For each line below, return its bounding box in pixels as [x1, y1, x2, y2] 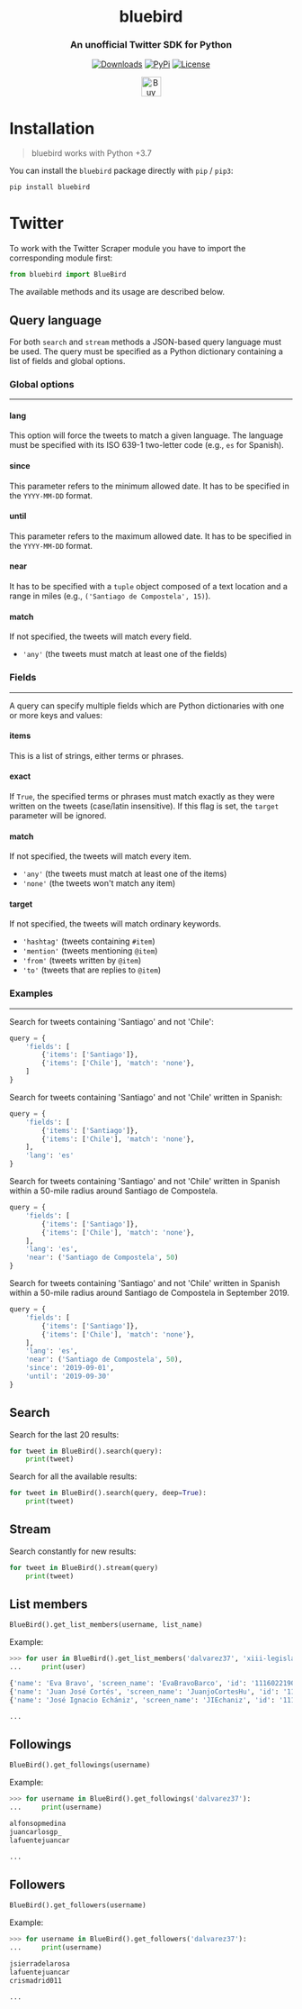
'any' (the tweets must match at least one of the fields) [22, 649, 227, 660]
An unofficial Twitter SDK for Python [70, 39, 232, 51]
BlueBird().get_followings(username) [9, 1760, 151, 1770]
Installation [9, 118, 95, 139]
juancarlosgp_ [9, 1827, 63, 1836]
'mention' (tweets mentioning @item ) [22, 945, 158, 956]
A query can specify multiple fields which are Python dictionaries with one [9, 700, 285, 711]
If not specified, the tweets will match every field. [9, 631, 191, 642]
